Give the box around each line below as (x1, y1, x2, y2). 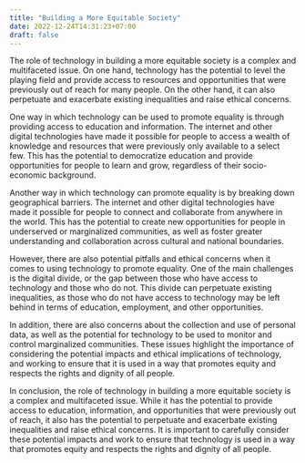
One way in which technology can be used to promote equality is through (9, 111, 285, 123)
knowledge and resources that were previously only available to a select (9, 140, 280, 151)
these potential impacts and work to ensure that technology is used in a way (9, 434, 296, 445)
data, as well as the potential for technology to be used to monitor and (9, 329, 273, 340)
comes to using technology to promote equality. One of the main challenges (9, 263, 294, 274)
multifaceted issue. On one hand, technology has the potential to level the (9, 65, 286, 76)
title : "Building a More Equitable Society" (9, 13, 181, 23)
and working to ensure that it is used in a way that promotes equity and (9, 358, 276, 369)
